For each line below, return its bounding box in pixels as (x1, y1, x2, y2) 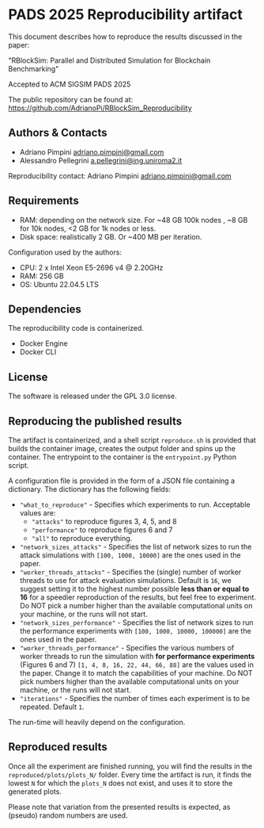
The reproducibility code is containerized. (8, 324, 145, 333)
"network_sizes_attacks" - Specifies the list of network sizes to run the (19, 542, 252, 551)
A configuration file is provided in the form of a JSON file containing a (8, 476, 236, 485)
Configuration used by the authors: (8, 247, 123, 257)
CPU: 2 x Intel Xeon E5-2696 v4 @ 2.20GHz (19, 263, 164, 272)
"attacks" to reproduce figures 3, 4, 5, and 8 (31, 517, 177, 526)
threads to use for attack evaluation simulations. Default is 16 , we (19, 576, 232, 585)
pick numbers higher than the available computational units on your (19, 677, 239, 686)
